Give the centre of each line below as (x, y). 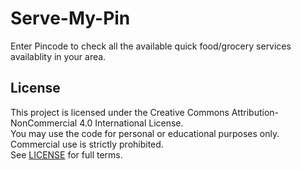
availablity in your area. (58, 56)
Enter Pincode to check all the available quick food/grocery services (151, 46)
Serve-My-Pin (70, 18)
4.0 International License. (131, 123)
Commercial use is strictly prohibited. (87, 144)
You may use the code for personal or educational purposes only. (145, 133)
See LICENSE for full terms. (66, 154)
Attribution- (255, 112)
